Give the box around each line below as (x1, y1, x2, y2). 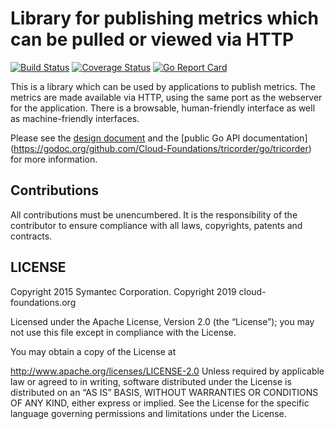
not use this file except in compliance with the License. (10, 326, 237, 338)
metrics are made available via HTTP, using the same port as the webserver (10, 91, 323, 103)
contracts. (10, 230, 53, 242)
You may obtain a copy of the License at (10, 345, 177, 357)
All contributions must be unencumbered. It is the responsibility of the (10, 208, 298, 221)
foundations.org (10, 296, 77, 308)
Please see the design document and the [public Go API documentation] (10, 132, 308, 144)
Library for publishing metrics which (10, 7, 319, 30)
